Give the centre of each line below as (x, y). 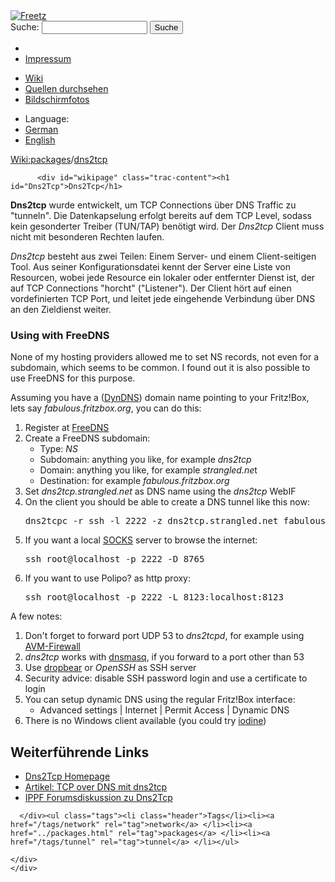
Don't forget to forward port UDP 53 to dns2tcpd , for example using (164, 636)
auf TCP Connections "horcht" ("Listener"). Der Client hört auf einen (151, 288)
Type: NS (58, 449)
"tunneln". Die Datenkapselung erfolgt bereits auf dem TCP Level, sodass (161, 215)
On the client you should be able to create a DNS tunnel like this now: (167, 502)
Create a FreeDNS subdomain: (87, 438)
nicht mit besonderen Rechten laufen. (87, 237)
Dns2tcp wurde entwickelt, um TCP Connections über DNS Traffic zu (153, 205)
